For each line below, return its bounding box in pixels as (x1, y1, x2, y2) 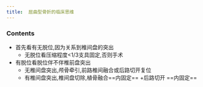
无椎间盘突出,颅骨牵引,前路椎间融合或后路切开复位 (24, 66, 151, 74)
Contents (6, 29, 35, 37)
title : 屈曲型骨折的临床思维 (6, 9, 75, 15)
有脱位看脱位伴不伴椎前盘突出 (15, 58, 91, 66)
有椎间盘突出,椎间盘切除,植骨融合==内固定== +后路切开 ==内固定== (24, 74, 197, 81)
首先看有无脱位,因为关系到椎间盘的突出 (15, 43, 114, 50)
